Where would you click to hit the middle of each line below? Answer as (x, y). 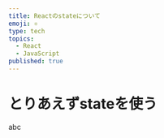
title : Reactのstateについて (54, 16)
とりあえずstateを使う (83, 104)
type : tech (27, 31)
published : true (36, 62)
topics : (22, 39)
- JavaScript (38, 54)
